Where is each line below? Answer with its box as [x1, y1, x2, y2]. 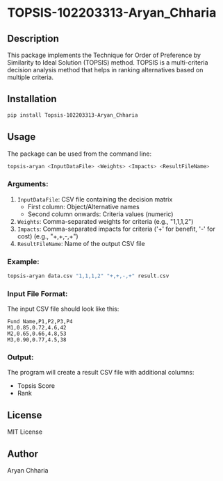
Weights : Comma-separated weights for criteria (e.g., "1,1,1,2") [17, 217, 194, 225]
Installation [7, 93, 57, 105]
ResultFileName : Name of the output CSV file [17, 239, 145, 247]
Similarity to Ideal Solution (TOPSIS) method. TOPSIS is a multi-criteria [7, 58, 208, 67]
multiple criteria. [7, 73, 54, 81]
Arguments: [7, 179, 49, 189]
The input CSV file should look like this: [7, 304, 119, 313]
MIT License [7, 427, 43, 436]
